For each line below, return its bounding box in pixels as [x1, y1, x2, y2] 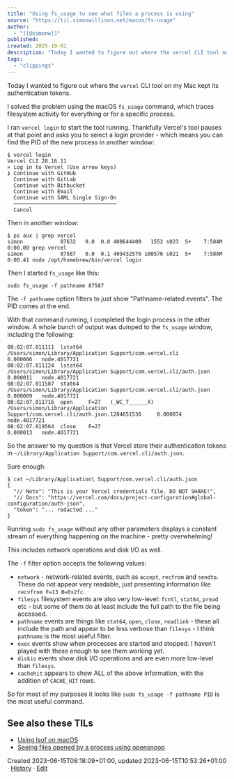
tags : [7, 56, 23, 63]
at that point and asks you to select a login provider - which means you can [7, 130, 224, 139]
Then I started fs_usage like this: [7, 269, 100, 277]
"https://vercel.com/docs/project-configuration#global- [47, 494, 217, 501]
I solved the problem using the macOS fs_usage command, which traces [7, 102, 214, 110]
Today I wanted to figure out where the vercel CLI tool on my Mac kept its [7, 81, 219, 89]
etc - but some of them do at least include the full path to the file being [17, 602, 221, 610]
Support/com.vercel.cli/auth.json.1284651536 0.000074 [7, 411, 182, 418]
